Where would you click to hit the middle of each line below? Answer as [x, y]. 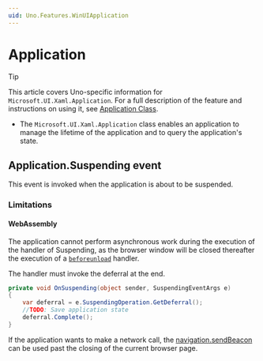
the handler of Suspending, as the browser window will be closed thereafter [131, 250]
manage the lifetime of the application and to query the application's [131, 132]
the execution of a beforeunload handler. [74, 258]
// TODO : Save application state [75, 310]
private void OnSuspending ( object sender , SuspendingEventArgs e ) [120, 288]
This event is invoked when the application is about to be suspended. [121, 184]
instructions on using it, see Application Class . [83, 108]
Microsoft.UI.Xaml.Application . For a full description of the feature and [125, 100]
